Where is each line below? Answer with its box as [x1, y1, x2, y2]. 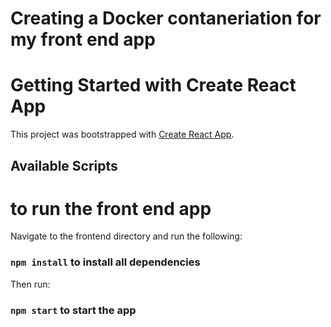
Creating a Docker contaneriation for [10, 7, 322, 30]
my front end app [10, 28, 156, 51]
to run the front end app [10, 197, 212, 220]
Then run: [10, 278, 51, 290]
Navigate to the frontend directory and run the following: [10, 230, 243, 242]
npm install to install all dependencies [10, 255, 201, 269]
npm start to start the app [10, 303, 137, 317]
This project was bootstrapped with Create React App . [10, 128, 235, 141]
